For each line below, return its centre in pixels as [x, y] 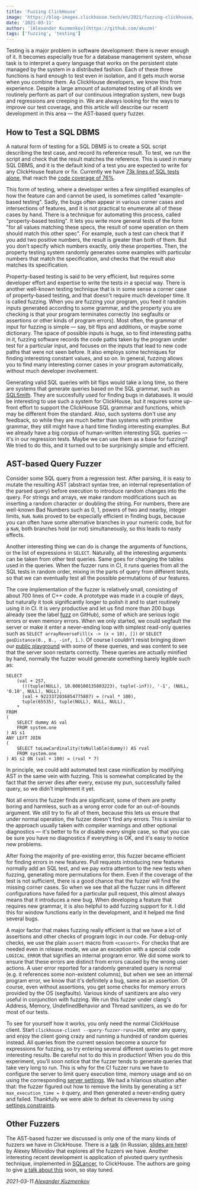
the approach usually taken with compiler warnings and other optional [92, 825]
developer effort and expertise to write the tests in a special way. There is [96, 283]
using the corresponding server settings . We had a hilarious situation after [97, 1080]
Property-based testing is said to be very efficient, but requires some [90, 276]
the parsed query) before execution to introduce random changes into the [96, 491]
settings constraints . [31, 1105]
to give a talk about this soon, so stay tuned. [60, 1170]
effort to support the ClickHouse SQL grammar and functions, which [102, 407]
